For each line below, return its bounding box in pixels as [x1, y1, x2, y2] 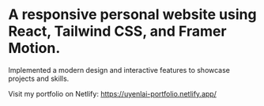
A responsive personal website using [8, 6, 257, 24]
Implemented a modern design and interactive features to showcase [8, 65, 231, 74]
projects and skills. [8, 74, 70, 83]
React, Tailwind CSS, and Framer [8, 22, 227, 40]
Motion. [8, 40, 61, 57]
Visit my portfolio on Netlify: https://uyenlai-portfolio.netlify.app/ [8, 89, 217, 98]
